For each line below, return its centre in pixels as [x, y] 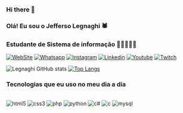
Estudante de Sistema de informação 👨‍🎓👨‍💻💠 [72, 44]
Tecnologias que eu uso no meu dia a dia [66, 84]
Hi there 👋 [21, 10]
